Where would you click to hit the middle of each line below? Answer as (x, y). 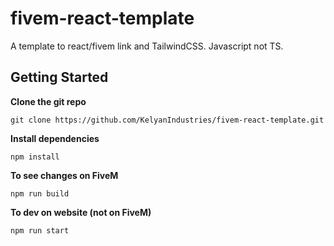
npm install (35, 157)
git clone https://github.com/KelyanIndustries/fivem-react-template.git (167, 120)
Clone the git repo (48, 101)
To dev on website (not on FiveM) (81, 212)
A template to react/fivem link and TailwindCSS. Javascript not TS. (147, 46)
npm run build (40, 193)
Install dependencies (55, 138)
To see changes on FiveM (64, 175)
